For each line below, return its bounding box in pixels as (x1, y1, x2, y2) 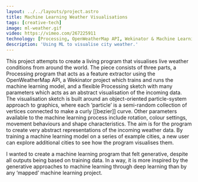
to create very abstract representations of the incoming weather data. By (6, 126, 183, 133)
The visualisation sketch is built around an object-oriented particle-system (6, 95, 187, 102)
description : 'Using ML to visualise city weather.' (6, 42, 138, 48)
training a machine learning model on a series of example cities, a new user (6, 133, 190, 140)
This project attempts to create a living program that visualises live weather (6, 57, 189, 65)
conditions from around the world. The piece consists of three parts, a (6, 64, 177, 71)
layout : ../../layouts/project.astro (6, 8, 99, 15)
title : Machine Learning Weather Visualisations (6, 14, 128, 20)
